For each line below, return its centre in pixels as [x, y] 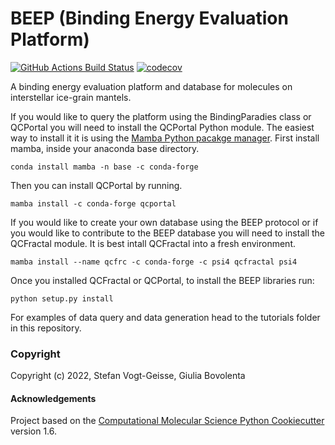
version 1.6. [34, 431]
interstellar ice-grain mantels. [71, 97]
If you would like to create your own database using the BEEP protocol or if [164, 222]
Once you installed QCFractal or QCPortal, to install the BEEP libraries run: [162, 280]
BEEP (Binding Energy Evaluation [149, 18]
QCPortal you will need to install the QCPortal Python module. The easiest [162, 127]
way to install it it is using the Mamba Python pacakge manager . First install [165, 138]
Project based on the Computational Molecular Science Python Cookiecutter [167, 421]
